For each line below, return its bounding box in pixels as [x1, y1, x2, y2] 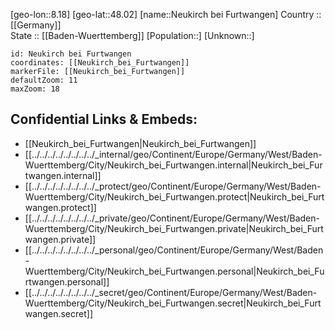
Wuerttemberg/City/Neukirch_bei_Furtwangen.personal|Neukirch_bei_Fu [24, 265, 325, 277]
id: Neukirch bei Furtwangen [10, 49, 132, 59]
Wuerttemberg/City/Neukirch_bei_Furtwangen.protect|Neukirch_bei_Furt [24, 190, 325, 203]
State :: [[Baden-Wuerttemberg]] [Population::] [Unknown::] [10, 30, 255, 41]
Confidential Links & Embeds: [10, 111, 198, 128]
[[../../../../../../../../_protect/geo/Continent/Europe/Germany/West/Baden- [24, 180, 322, 192]
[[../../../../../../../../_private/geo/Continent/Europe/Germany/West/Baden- [24, 212, 320, 224]
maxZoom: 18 [10, 84, 60, 94]
